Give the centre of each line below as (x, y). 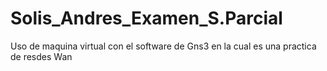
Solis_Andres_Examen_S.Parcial (146, 18)
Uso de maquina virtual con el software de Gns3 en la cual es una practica (163, 46)
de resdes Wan (41, 56)
